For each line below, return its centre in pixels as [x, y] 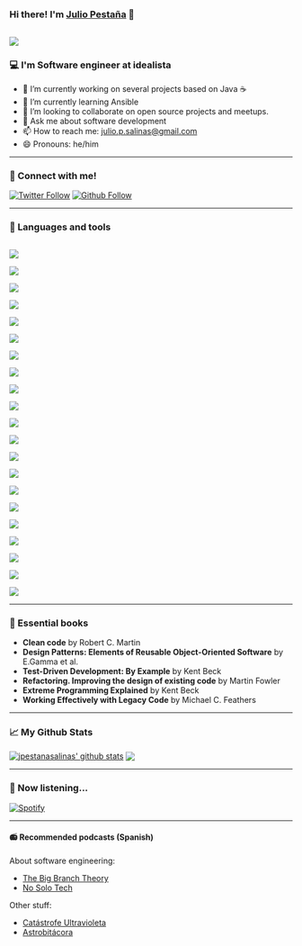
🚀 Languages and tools [60, 227]
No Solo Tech [48, 887]
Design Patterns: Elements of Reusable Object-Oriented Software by [153, 653]
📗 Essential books [49, 623]
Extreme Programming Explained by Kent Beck [111, 690]
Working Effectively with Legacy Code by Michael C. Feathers [139, 700]
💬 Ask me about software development [94, 121]
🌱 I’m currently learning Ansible [80, 102]
